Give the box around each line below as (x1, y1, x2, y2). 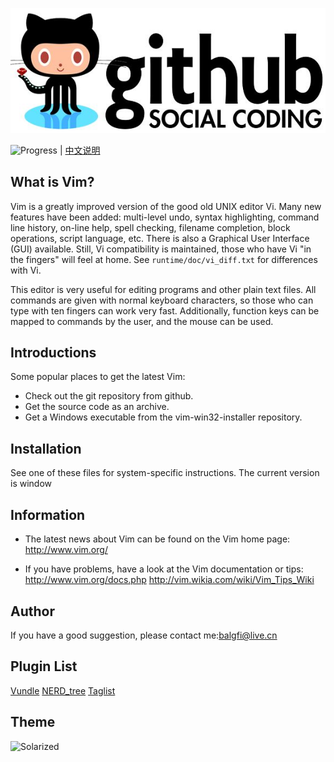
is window (10, 478, 53, 490)
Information (10, 506, 86, 523)
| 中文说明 (59, 144, 101, 156)
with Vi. (10, 264, 42, 276)
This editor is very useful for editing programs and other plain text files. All (10, 283, 317, 295)
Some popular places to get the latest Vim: (10, 371, 186, 383)
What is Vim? (10, 174, 95, 191)
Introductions (10, 344, 97, 362)
